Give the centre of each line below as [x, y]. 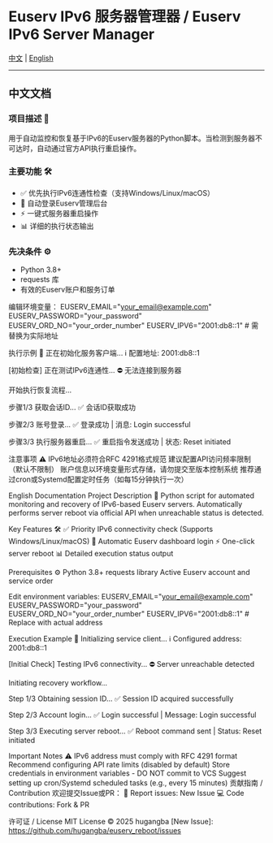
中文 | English [31, 58]
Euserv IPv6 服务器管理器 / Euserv [125, 17]
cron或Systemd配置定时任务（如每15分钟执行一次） [102, 479]
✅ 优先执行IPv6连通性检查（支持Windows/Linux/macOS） [117, 192]
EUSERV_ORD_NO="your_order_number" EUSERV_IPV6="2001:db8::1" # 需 [133, 326]
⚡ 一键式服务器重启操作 [59, 213]
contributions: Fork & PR [49, 805]
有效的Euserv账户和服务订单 [67, 290]
